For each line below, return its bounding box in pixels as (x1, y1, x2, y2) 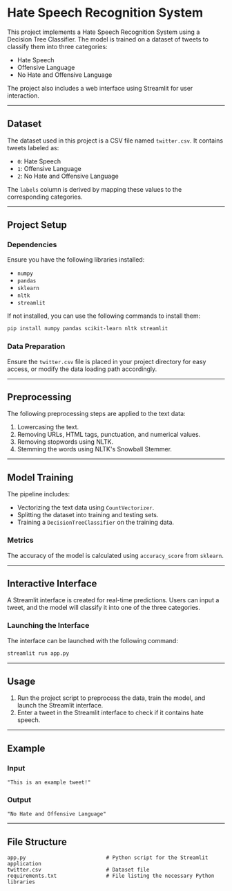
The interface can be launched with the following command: (7, 636, 178, 645)
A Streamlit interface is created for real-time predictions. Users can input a (7, 596, 220, 604)
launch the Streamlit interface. (17, 701, 104, 710)
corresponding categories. (7, 192, 83, 201)
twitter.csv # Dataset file (7, 867, 150, 874)
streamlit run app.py (7, 649, 70, 657)
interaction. (7, 91, 40, 100)
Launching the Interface (7, 621, 90, 631)
